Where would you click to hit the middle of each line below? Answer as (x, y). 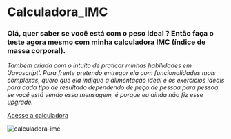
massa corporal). (37, 51)
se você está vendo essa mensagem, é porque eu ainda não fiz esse (105, 95)
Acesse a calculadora (38, 116)
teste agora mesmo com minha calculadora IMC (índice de (107, 42)
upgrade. (20, 102)
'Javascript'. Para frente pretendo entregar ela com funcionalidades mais (111, 73)
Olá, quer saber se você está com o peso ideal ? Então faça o (110, 34)
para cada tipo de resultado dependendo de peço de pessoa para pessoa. (114, 87)
